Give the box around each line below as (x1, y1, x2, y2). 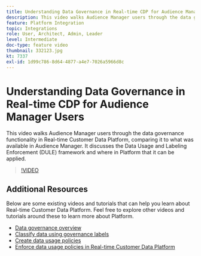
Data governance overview (14, 224, 82, 231)
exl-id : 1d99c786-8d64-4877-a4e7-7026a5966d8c (6, 59, 124, 65)
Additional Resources (6, 184, 88, 194)
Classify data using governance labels (14, 231, 109, 238)
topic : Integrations (6, 25, 58, 32)
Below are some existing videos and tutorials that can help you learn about (6, 200, 190, 207)
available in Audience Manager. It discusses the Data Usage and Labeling (6, 142, 187, 150)
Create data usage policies (14, 237, 81, 244)
